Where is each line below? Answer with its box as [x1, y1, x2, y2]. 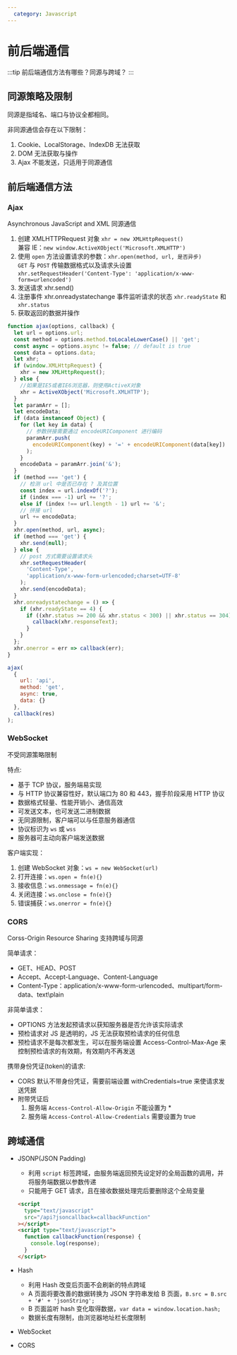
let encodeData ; [13, 408, 61, 416]
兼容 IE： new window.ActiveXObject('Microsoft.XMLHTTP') [17, 243, 186, 252]
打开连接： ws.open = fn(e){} [17, 872, 103, 881]
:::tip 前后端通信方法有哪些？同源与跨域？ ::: [7, 68, 134, 76]
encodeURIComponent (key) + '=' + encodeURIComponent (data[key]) [32, 441, 226, 448]
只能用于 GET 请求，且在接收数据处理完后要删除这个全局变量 [28, 1186, 205, 1195]
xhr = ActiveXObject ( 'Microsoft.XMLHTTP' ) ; [20, 388, 150, 396]
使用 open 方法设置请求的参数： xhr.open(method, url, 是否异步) [17, 252, 202, 261]
